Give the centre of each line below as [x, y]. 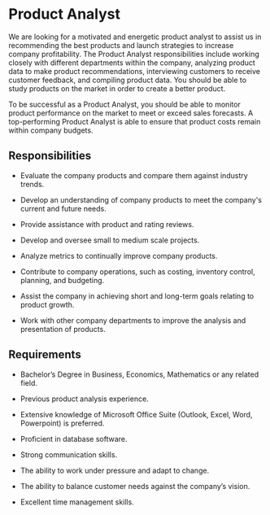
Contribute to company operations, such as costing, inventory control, [137, 271]
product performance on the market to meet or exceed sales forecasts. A [131, 113]
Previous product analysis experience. [84, 399]
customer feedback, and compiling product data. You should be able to [127, 80]
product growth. [47, 304]
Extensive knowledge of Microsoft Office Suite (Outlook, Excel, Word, [136, 414]
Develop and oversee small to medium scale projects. [110, 240]
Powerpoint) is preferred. [62, 423]
